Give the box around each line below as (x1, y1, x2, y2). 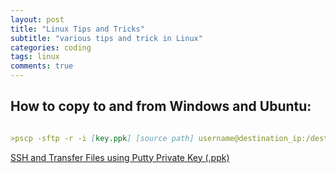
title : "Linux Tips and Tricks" (10, 24, 145, 34)
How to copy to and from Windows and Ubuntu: (10, 98, 312, 115)
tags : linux (10, 52, 60, 62)
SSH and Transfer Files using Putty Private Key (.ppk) (10, 151, 230, 163)
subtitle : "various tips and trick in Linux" (10, 33, 203, 43)
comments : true (10, 61, 74, 71)
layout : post (10, 14, 65, 25)
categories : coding (10, 42, 92, 53)
